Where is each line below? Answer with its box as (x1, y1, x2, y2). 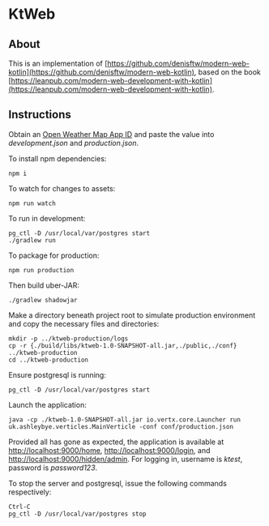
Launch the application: (8, 400, 87, 409)
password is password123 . (8, 463, 98, 473)
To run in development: (8, 213, 86, 223)
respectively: (8, 487, 52, 497)
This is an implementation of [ (8, 58, 108, 68)
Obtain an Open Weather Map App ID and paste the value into (8, 129, 215, 139)
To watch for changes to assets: (8, 183, 116, 193)
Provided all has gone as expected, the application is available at (8, 437, 224, 447)
